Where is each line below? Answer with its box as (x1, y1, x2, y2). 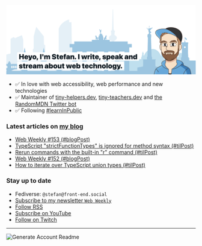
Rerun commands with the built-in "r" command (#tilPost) (14, 149, 158, 156)
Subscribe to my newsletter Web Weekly (14, 197, 112, 204)
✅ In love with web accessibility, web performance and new (14, 80, 164, 88)
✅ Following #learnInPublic (14, 107, 82, 114)
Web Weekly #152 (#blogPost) (14, 155, 90, 162)
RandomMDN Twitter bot (14, 101, 77, 108)
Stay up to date (6, 177, 52, 185)
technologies (14, 87, 47, 95)
